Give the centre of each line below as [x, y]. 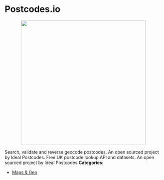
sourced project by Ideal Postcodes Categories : [54, 163]
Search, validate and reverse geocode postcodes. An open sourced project [82, 152]
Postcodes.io [33, 9]
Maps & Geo [25, 172]
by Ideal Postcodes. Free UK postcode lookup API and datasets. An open [80, 157]
